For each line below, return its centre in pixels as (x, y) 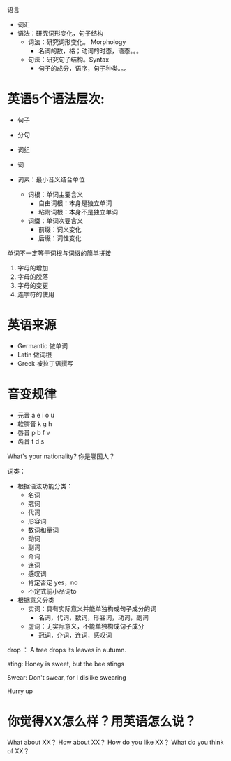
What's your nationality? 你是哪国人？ (61, 456)
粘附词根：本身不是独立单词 (78, 212)
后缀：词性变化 (60, 238)
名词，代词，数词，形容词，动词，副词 (93, 617)
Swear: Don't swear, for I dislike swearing (67, 677)
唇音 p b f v (33, 432)
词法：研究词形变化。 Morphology (77, 42)
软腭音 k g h (35, 424)
